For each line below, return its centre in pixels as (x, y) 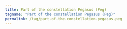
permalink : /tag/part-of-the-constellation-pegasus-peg (63, 19)
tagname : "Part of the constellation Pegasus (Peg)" (60, 14)
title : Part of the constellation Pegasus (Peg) (56, 10)
